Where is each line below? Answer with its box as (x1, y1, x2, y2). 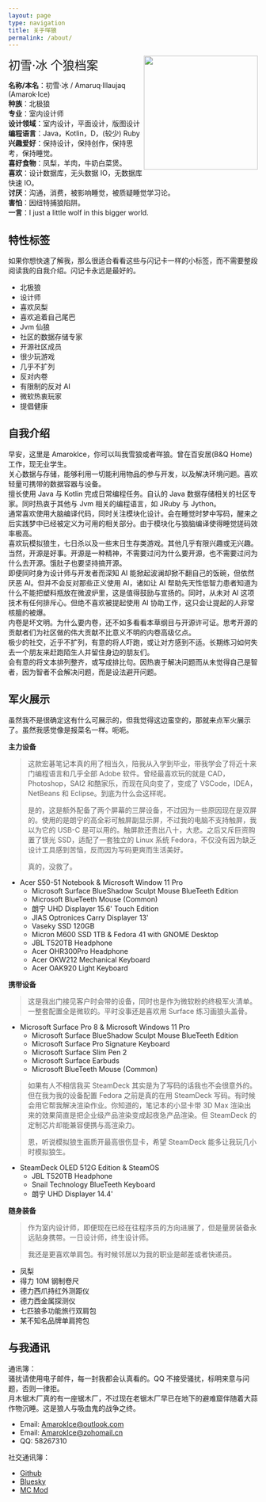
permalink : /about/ (8, 33, 73, 42)
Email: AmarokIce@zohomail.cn (19, 1428, 123, 1437)
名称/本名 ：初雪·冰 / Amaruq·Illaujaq (8, 81, 126, 90)
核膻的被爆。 (8, 608, 50, 617)
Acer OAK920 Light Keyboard (31, 963, 128, 973)
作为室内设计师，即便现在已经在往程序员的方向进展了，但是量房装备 (27, 1222, 250, 1232)
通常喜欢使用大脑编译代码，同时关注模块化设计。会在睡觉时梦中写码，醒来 (8, 509, 251, 518)
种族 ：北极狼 (8, 99, 50, 109)
